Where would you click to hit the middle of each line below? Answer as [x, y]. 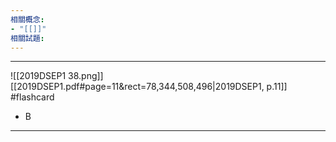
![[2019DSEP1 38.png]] [57, 76]
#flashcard [32, 97]
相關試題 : [27, 38]
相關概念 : [27, 19]
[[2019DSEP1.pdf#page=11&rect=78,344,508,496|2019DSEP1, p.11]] [149, 87]
